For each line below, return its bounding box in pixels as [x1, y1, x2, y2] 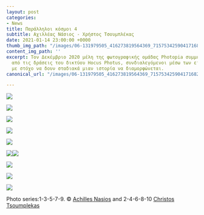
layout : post [6, 9, 39, 15]
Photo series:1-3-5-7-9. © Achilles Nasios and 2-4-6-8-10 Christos [6, 196, 175, 203]
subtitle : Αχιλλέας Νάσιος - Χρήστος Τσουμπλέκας [6, 32, 135, 38]
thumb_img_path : [6, 43, 47, 49]
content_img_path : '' [6, 49, 61, 55]
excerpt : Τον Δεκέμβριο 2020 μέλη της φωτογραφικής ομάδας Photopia [6, 54, 183, 60]
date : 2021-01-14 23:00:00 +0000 [6, 37, 91, 43]
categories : [6, 15, 36, 21]
